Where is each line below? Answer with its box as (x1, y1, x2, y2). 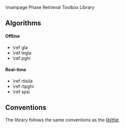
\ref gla (12, 44, 28, 50)
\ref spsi (12, 89, 30, 95)
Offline (5, 33, 20, 39)
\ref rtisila (12, 78, 33, 84)
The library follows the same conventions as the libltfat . (5, 116, 120, 123)
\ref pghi (12, 55, 31, 61)
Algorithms (5, 19, 41, 27)
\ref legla (12, 50, 32, 56)
